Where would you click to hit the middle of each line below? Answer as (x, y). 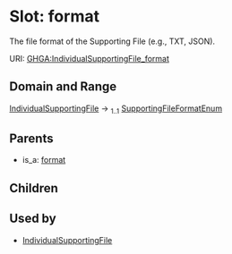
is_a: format (44, 160)
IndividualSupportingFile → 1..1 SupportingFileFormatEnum (116, 109)
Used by (33, 219)
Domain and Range (63, 87)
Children (34, 188)
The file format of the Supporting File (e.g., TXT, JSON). (112, 41)
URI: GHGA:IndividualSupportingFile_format (90, 58)
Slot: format (55, 17)
